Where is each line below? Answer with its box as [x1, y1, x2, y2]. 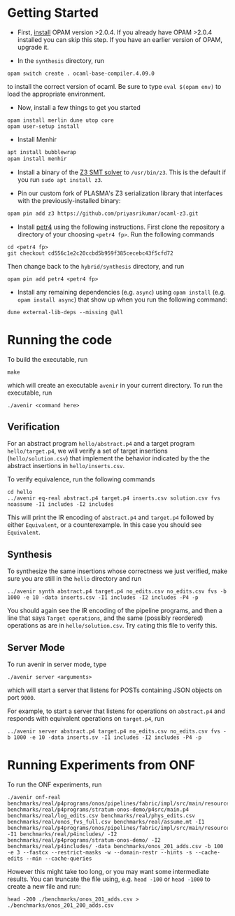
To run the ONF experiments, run [7, 780, 102, 789]
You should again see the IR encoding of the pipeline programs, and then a [7, 607, 222, 615]
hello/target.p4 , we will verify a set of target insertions [7, 446, 168, 456]
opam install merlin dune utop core [7, 117, 114, 124]
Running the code [7, 332, 113, 348]
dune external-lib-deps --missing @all [7, 309, 124, 316]
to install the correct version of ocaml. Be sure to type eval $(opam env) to [7, 82, 222, 90]
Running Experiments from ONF [7, 757, 196, 773]
